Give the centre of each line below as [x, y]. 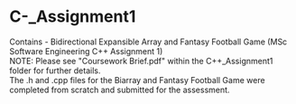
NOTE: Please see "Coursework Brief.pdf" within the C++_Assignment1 [141, 61]
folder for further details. [55, 71]
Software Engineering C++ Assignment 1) [86, 51]
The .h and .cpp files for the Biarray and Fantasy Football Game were [137, 80]
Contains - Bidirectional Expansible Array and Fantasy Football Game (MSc [148, 42]
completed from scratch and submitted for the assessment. [120, 90]
